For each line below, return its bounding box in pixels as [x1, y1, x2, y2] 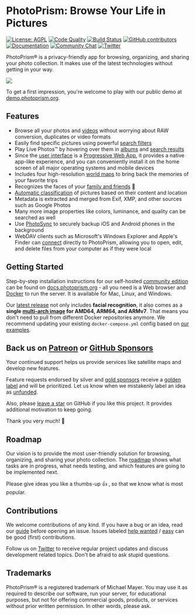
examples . [6, 326, 31, 333]
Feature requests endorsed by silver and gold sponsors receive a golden [6, 376, 182, 383]
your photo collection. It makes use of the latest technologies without [6, 60, 173, 67]
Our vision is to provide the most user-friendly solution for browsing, [6, 450, 172, 457]
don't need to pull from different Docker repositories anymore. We [6, 314, 165, 321]
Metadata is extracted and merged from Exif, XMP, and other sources [14, 195, 182, 202]
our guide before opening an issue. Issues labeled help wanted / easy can [6, 528, 184, 534]
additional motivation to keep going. [6, 406, 93, 413]
